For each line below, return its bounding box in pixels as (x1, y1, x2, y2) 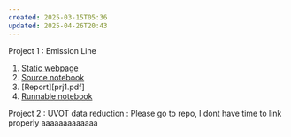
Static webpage (20, 63, 79, 73)
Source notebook (20, 72, 85, 82)
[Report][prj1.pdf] (20, 81, 85, 92)
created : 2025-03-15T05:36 (8, 12, 108, 22)
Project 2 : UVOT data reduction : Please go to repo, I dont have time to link (8, 108, 282, 118)
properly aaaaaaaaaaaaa (8, 117, 98, 128)
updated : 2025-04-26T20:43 (8, 21, 108, 30)
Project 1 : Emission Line (8, 45, 96, 56)
